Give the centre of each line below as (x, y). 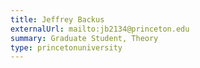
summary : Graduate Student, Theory (84, 38)
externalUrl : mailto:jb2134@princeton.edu (100, 29)
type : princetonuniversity (66, 47)
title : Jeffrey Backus (57, 19)
